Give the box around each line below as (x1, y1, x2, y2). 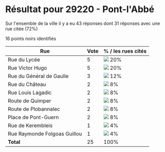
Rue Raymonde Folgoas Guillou (8, 130, 82, 137)
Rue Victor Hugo (8, 64, 47, 71)
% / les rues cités (103, 47, 147, 54)
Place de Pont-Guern (8, 113, 59, 121)
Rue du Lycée (8, 56, 41, 63)
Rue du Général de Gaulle (8, 72, 69, 80)
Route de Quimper (8, 97, 51, 104)
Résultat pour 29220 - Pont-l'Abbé (5, 4, 155, 15)
